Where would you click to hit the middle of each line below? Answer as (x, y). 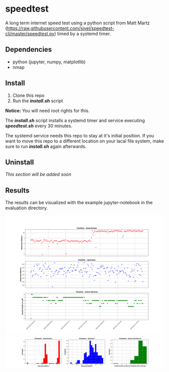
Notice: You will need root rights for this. (47, 110)
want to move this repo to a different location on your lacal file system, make (84, 141)
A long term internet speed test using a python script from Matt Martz (77, 23)
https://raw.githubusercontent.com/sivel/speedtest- (61, 28)
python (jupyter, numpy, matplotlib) (49, 62)
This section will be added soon (38, 174)
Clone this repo (28, 95)
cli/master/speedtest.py (30, 33)
